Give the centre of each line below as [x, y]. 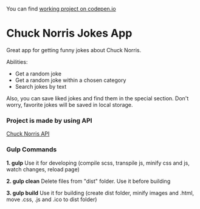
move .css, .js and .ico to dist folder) [52, 199]
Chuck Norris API [28, 134]
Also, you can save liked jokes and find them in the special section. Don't [98, 98]
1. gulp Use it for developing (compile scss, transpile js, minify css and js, [98, 163]
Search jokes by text [41, 86]
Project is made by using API [49, 120]
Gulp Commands [32, 149]
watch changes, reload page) [43, 169]
